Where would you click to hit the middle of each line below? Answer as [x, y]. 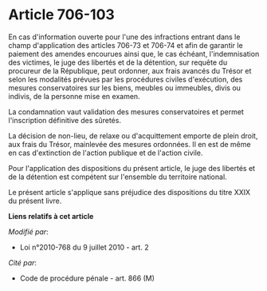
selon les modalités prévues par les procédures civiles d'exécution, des [126, 79]
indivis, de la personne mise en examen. [75, 96]
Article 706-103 [62, 15]
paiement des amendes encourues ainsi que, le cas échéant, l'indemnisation [134, 54]
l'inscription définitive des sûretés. [65, 120]
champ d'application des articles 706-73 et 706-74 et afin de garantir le [126, 45]
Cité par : [23, 262]
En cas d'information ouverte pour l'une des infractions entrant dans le [124, 37]
